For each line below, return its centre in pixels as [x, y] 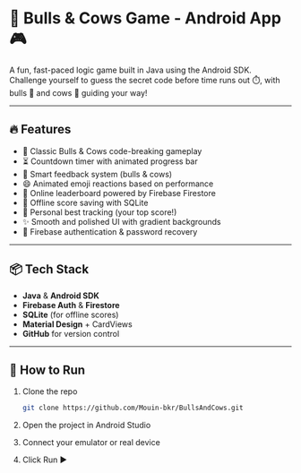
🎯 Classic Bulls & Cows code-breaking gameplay [112, 150]
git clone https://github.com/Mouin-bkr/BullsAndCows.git [133, 408]
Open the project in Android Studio [86, 426]
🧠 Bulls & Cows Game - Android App [146, 18]
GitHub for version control [71, 333]
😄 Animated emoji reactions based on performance [118, 184]
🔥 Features [40, 129]
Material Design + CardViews [77, 324]
